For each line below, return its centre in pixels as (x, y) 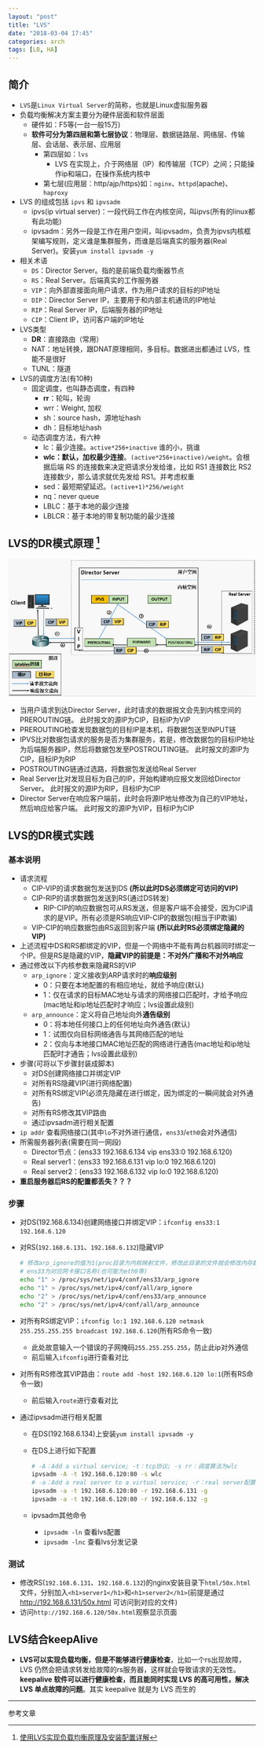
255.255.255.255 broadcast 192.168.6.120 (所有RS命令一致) (116, 1330)
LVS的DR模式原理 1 (54, 542)
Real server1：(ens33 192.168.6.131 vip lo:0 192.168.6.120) (123, 1162)
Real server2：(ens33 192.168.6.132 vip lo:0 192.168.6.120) (125, 1171)
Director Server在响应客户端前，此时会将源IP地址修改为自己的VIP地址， (136, 798)
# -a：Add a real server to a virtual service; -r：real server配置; (145, 1483)
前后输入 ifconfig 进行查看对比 (80, 1357)
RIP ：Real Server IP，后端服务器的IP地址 (97, 310)
